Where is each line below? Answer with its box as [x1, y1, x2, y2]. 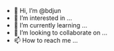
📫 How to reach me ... [13, 37, 78, 44]
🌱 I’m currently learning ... [13, 21, 88, 29]
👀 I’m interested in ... [13, 14, 73, 22]
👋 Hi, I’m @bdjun [13, 7, 61, 14]
